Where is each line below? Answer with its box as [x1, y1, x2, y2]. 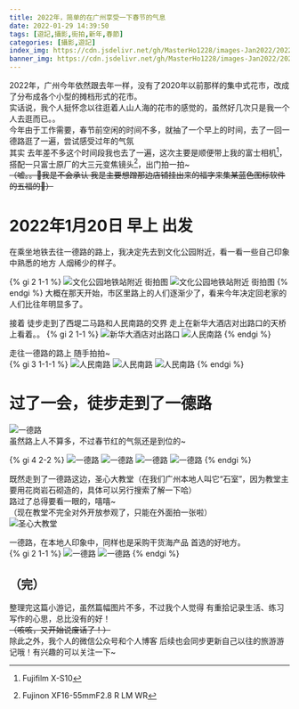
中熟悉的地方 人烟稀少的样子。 [9, 257, 121, 268]
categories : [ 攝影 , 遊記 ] [9, 37, 96, 47]
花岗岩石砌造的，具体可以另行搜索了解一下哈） [24, 485, 197, 495]
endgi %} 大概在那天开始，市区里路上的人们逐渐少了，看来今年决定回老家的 [9, 288, 287, 298]
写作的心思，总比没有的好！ [9, 614, 111, 623]
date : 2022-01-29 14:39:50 [9, 21, 109, 30]
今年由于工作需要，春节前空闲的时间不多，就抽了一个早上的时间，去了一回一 [9, 125, 290, 134]
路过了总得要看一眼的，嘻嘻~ [9, 496, 117, 507]
